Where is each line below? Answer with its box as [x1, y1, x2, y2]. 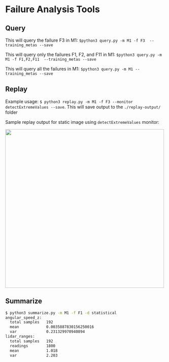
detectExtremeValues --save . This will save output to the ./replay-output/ [5, 104, 161, 110]
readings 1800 [10, 343, 56, 348]
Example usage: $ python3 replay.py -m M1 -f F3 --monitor [5, 98, 133, 105]
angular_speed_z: [5, 315, 42, 320]
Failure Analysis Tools [5, 4, 100, 15]
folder [5, 109, 18, 115]
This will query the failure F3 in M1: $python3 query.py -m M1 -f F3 [5, 37, 146, 43]
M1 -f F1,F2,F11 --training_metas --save [5, 57, 96, 62]
